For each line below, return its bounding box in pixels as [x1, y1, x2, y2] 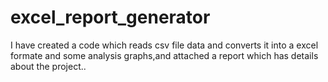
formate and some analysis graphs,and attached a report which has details [10, 49, 319, 61]
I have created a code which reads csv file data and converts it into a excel [10, 39, 319, 51]
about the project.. [10, 60, 87, 72]
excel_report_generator [10, 6, 211, 29]
